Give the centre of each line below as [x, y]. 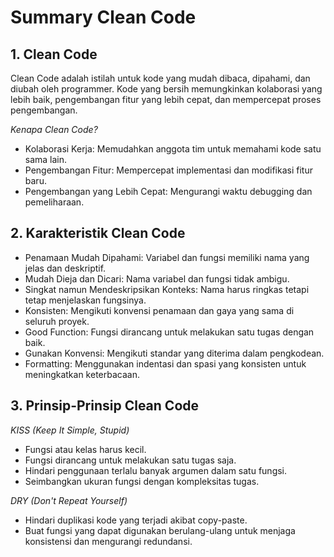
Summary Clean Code [103, 17]
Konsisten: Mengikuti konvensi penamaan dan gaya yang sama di [159, 310]
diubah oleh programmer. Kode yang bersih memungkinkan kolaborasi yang [166, 89]
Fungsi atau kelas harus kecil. [85, 449]
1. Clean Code [54, 54]
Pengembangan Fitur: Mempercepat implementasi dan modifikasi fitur [168, 170]
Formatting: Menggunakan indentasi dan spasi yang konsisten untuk [165, 363]
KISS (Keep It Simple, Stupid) [70, 430]
